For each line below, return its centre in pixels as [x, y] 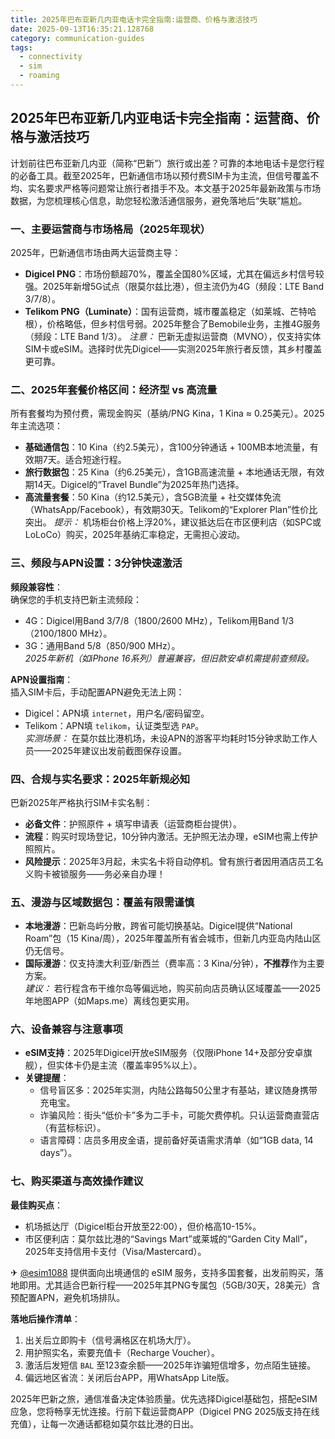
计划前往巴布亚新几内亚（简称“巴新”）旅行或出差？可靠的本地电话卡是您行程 [167, 163]
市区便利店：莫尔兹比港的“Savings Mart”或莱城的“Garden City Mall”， [168, 1238]
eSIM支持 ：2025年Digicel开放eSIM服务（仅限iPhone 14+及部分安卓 [164, 1053]
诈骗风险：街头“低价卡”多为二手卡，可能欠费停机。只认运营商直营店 [179, 1115]
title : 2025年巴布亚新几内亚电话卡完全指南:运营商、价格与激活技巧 [134, 19]
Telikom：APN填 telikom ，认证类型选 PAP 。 [114, 725]
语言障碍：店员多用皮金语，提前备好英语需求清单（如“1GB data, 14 [176, 1140]
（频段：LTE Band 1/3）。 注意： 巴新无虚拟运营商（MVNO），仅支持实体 [173, 336]
